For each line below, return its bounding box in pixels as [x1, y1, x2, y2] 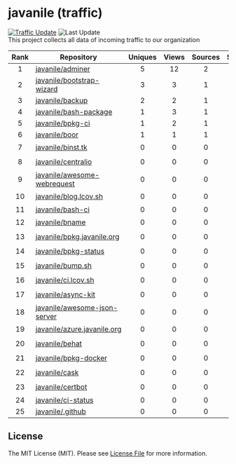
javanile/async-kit [35, 289, 96, 299]
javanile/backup [35, 95, 88, 105]
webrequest [35, 179, 76, 189]
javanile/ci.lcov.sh [35, 275, 95, 285]
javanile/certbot [35, 382, 88, 392]
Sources [191, 52, 220, 62]
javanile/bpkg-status [35, 247, 104, 257]
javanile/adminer [35, 64, 90, 74]
